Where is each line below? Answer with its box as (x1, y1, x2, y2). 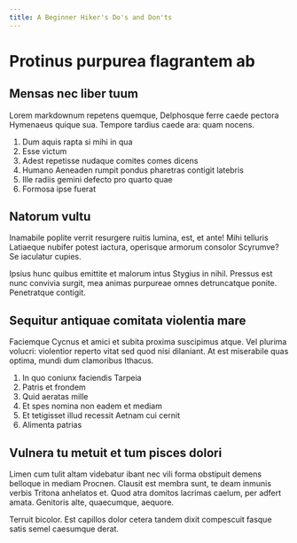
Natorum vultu (9, 209, 91, 224)
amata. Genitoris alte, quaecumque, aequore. (9, 497, 175, 508)
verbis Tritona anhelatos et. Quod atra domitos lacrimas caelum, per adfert (9, 488, 282, 499)
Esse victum (21, 145, 67, 156)
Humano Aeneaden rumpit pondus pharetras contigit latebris (21, 165, 244, 175)
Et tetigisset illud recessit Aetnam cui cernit (21, 410, 180, 421)
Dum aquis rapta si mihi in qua (21, 136, 133, 147)
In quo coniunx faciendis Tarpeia (21, 373, 142, 384)
